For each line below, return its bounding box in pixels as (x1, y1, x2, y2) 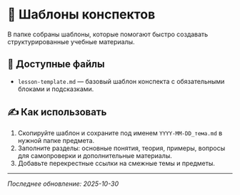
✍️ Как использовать (7, 106, 107, 118)
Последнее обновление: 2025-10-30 (7, 179, 119, 188)
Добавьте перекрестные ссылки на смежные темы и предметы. (17, 159, 216, 167)
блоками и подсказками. (17, 85, 94, 93)
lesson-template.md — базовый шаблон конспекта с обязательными (17, 77, 225, 85)
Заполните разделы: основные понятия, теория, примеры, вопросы (17, 144, 226, 152)
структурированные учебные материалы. (7, 37, 135, 46)
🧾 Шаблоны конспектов (7, 6, 156, 23)
